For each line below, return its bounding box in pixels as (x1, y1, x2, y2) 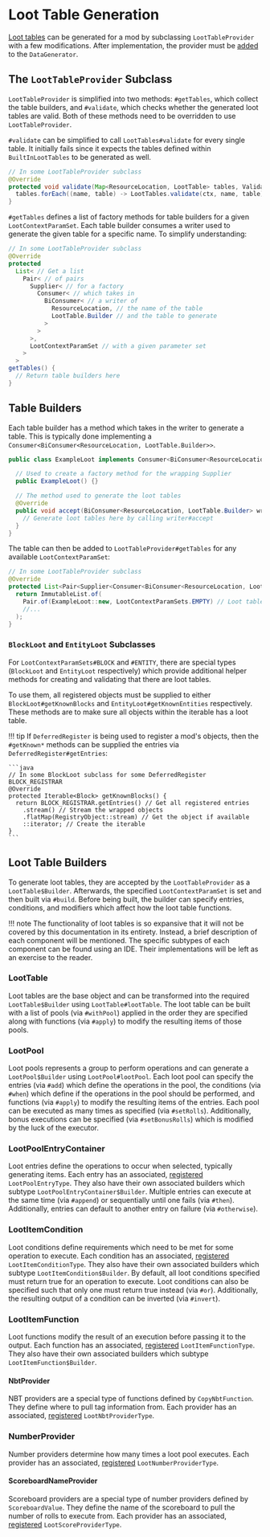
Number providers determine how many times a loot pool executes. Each (8, 1449, 250, 1459)
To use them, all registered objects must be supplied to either (8, 689, 211, 700)
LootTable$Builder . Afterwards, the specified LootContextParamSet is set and (8, 885, 262, 895)
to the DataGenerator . (8, 49, 79, 59)
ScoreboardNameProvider (8, 1476, 98, 1486)
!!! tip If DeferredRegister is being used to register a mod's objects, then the (8, 731, 260, 741)
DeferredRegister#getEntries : (8, 748, 108, 758)
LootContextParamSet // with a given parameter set (29, 341, 207, 350)
